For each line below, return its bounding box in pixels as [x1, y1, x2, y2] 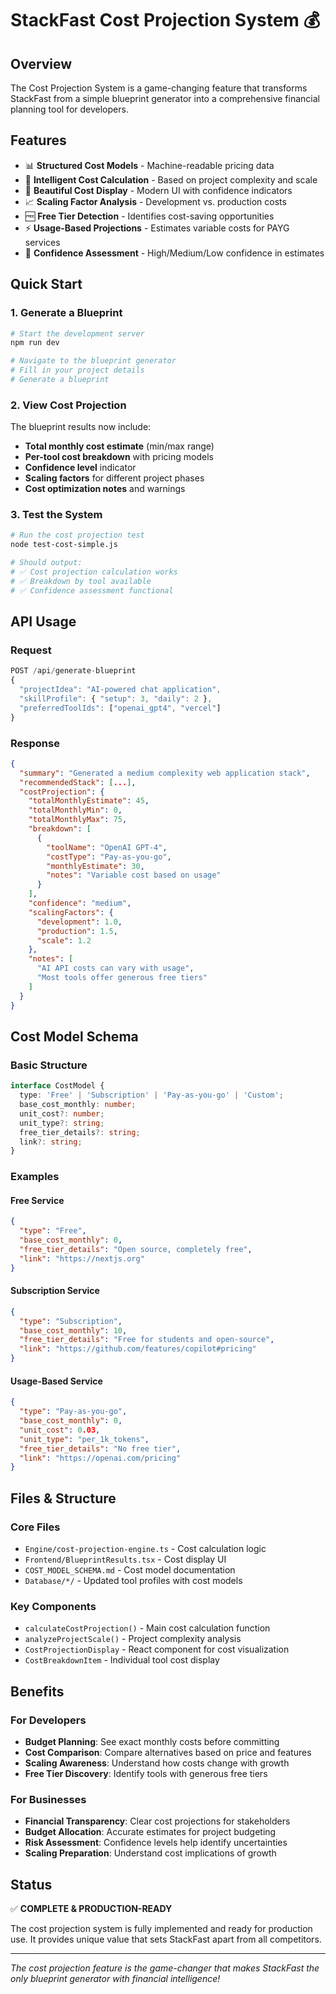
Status [10, 1876, 53, 1893]
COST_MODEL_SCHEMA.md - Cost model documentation [24, 1563, 236, 1576]
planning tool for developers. [10, 103, 129, 115]
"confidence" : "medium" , [28, 898, 132, 909]
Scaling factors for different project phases [24, 472, 205, 484]
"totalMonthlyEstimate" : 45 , [28, 796, 150, 806]
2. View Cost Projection [10, 398, 127, 412]
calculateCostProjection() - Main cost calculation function [24, 1622, 271, 1634]
